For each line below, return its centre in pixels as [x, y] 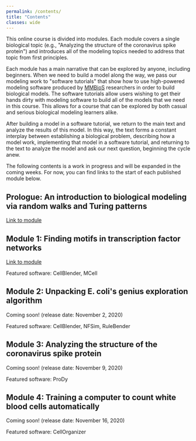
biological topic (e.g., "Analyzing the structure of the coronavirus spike [91, 45]
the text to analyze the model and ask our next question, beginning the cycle [98, 149]
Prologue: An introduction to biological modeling [97, 197]
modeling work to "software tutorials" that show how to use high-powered [95, 81]
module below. [24, 178]
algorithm [24, 301]
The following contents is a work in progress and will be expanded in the [93, 166]
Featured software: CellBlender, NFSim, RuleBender [68, 326]
